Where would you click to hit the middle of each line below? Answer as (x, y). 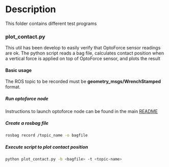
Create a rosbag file (27, 123)
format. (13, 87)
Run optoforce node (27, 99)
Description (31, 9)
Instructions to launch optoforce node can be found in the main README (82, 112)
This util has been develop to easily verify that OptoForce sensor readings (83, 48)
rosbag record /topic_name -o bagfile (46, 135)
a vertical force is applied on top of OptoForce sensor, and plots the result (83, 59)
